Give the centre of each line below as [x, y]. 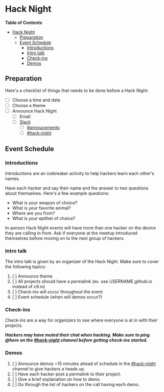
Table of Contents [24, 23]
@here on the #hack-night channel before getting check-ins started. [76, 340]
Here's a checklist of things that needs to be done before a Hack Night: [77, 90]
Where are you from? [34, 213]
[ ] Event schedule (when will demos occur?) [57, 297]
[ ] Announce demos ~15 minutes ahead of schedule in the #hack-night [84, 364]
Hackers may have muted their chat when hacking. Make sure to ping [78, 335]
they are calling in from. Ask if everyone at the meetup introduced [71, 233]
